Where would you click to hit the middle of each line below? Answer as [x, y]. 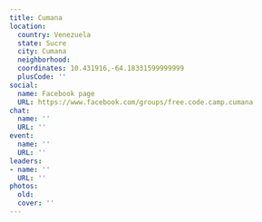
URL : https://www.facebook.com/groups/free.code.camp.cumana [136, 102]
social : [24, 85]
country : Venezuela [54, 34]
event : [22, 136]
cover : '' [36, 203]
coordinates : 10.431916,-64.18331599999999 [101, 69]
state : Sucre [42, 43]
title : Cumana [36, 18]
